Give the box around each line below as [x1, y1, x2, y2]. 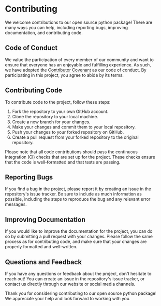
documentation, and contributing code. [5, 30, 83, 35]
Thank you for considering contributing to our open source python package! [5, 290, 157, 296]
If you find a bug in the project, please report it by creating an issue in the [5, 186, 151, 192]
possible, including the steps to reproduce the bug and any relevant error [5, 196, 151, 202]
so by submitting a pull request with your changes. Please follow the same [5, 234, 153, 240]
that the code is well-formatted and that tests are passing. [5, 159, 121, 165]
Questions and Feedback [5, 258, 82, 266]
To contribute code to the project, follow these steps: [5, 99, 111, 105]
